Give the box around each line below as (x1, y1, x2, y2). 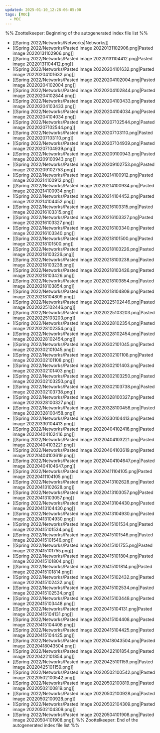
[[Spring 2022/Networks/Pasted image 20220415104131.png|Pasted (12, 606, 153, 612)
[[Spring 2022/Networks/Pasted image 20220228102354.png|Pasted (12, 320, 155, 326)
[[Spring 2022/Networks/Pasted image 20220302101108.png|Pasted (12, 352, 154, 358)
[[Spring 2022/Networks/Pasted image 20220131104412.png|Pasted (12, 56, 153, 62)
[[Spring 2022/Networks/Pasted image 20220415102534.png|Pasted (12, 585, 154, 591)
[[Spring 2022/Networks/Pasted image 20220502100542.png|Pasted (12, 669, 156, 675)
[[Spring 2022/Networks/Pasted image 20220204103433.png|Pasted (12, 98, 156, 104)
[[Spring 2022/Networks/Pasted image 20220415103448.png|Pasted (12, 596, 155, 602)
